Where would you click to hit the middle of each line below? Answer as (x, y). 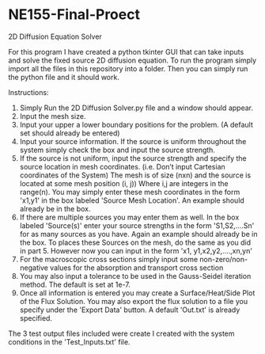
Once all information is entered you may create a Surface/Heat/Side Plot (137, 293)
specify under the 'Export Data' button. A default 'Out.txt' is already (130, 310)
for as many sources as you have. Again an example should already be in (138, 234)
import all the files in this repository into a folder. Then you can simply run (128, 68)
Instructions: (28, 92)
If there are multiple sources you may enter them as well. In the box (129, 217)
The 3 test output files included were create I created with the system (121, 333)
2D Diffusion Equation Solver (55, 36)
